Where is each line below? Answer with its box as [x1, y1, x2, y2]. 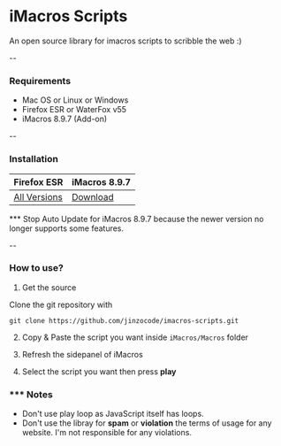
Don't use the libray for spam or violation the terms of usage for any [21, 418, 272, 428]
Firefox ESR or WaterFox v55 [21, 104, 126, 115]
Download [72, 190, 114, 203]
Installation [9, 153, 59, 165]
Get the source [21, 281, 77, 293]
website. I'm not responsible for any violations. [21, 427, 193, 438]
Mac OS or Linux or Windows [21, 95, 129, 105]
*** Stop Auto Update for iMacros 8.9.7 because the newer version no [9, 213, 264, 224]
